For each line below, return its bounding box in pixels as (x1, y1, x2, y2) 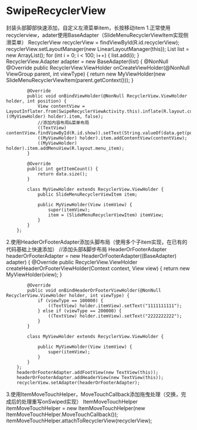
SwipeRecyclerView (6, 4, 106, 18)
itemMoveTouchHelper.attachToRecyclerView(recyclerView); (6, 417, 152, 424)
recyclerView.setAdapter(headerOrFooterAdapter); (16, 380, 141, 385)
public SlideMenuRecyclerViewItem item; (37, 192, 138, 197)
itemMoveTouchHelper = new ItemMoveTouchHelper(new (6, 404, 145, 411)
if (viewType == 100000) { (37, 298, 104, 303)
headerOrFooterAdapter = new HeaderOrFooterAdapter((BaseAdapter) (6, 252, 177, 259)
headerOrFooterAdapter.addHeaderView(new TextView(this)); (16, 374, 164, 380)
